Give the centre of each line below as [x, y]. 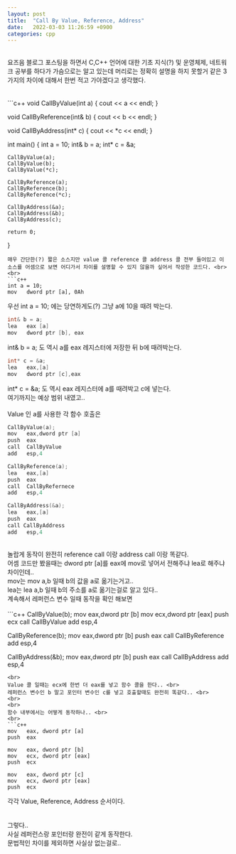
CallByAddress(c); [34, 220]
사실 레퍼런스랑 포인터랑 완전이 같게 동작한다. [70, 834]
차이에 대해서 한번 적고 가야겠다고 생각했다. [86, 80]
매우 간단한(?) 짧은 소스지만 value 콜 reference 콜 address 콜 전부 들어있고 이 [116, 260]
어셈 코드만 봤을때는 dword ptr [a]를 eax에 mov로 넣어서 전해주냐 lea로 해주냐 [116, 563]
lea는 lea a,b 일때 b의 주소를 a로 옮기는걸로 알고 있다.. [83, 590]
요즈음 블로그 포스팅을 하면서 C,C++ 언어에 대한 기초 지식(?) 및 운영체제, [108, 63]
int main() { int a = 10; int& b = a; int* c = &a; [72, 145]
